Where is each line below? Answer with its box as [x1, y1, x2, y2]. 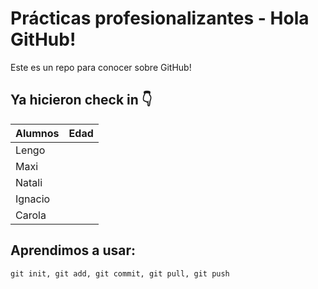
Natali [15, 175, 43, 189]
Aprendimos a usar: [10, 242, 137, 259]
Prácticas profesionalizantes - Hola [10, 7, 310, 30]
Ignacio [15, 192, 51, 206]
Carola [15, 208, 47, 222]
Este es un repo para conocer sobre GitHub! [10, 61, 192, 73]
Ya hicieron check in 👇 [10, 92, 153, 109]
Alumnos [15, 126, 60, 140]
